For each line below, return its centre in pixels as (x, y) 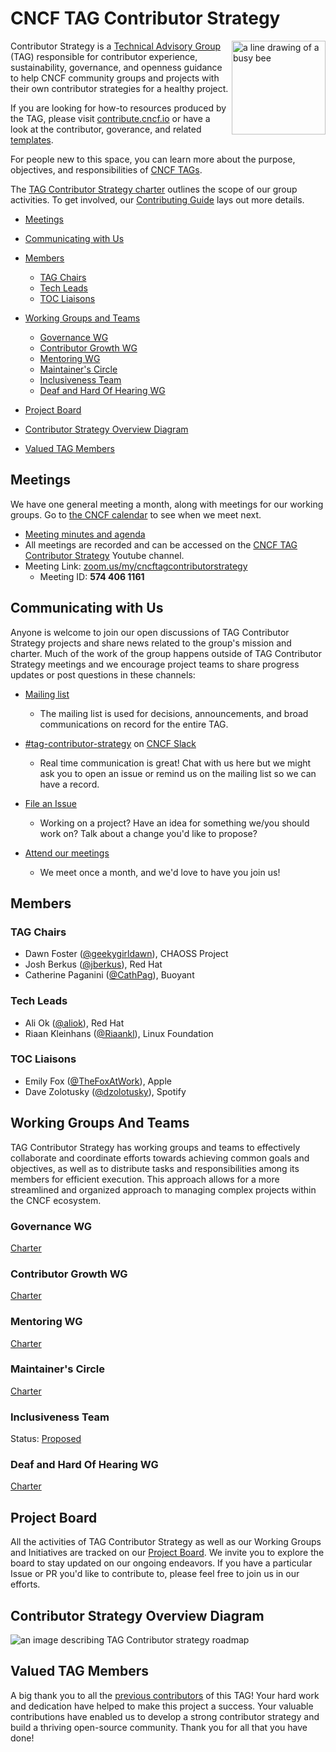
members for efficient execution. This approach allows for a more (145, 1179)
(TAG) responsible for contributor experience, (104, 56)
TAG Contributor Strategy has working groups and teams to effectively (155, 1147)
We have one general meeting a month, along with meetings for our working (167, 504)
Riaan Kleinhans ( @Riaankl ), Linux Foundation (119, 1033)
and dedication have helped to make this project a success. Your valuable (162, 1706)
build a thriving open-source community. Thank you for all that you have (159, 1727)
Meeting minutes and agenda (85, 534)
